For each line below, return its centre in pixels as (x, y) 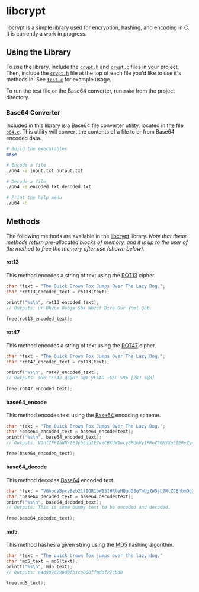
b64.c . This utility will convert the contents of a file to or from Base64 (90, 132)
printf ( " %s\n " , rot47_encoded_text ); (53, 372)
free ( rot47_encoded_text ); (39, 389)
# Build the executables (37, 149)
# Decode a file (26, 181)
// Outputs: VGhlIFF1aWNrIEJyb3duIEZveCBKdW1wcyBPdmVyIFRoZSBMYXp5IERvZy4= (102, 443)
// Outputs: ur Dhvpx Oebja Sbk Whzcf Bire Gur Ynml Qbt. (79, 308)
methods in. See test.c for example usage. (59, 79)
